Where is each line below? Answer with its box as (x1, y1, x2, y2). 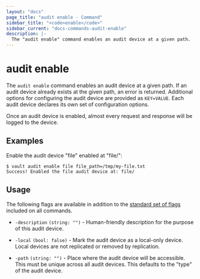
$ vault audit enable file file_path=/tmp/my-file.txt (6, 163, 146, 169)
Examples (6, 136, 44, 146)
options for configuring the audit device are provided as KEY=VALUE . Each (6, 94, 184, 101)
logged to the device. (6, 119, 59, 126)
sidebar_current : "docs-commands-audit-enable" (6, 25, 127, 32)
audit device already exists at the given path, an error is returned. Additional (6, 88, 193, 95)
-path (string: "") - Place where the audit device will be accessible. (14, 254, 186, 261)
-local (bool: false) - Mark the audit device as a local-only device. (14, 236, 183, 243)
